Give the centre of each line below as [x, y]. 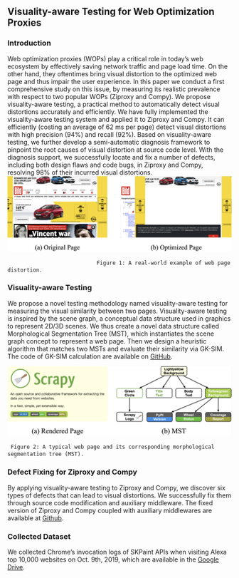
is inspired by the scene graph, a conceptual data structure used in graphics [119, 318]
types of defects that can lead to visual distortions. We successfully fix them [119, 495]
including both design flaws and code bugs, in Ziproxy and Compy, [105, 165]
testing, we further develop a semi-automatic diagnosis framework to [109, 142]
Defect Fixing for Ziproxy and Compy [72, 472]
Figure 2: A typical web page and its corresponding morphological [112, 447]
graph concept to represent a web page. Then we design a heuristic [107, 341]
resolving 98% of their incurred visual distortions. [80, 172]
